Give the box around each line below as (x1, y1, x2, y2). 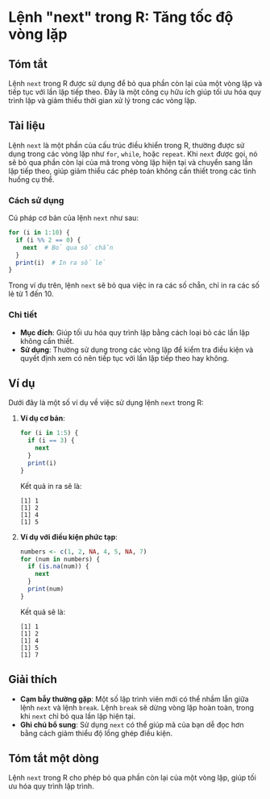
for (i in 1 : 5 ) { (19, 429, 79, 437)
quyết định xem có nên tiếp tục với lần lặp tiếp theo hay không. (19, 353, 230, 362)
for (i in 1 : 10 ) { (8, 229, 70, 237)
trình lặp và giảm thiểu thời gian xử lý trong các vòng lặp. (8, 96, 197, 105)
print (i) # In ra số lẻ (15, 259, 106, 267)
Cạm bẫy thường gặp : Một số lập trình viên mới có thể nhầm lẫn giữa (19, 693, 249, 704)
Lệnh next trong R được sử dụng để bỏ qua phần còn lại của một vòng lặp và (8, 79, 263, 88)
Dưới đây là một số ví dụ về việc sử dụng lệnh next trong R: (8, 398, 204, 408)
